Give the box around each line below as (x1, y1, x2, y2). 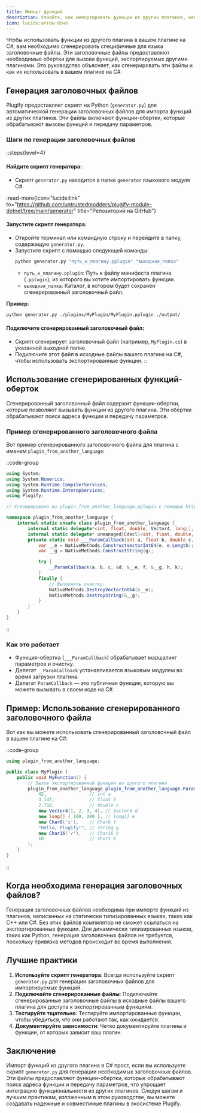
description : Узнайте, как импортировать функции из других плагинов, (6, 14, 186, 20)
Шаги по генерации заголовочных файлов (6, 136, 136, 144)
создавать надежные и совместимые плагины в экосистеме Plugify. (6, 1100, 181, 1107)
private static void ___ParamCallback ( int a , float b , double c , (28, 537, 194, 543)
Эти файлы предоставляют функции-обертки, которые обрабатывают (6, 1075, 185, 1082)
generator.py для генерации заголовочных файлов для (14, 977, 155, 985)
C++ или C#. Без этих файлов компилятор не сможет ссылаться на (6, 919, 179, 926)
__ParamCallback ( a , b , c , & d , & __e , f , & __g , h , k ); (48, 564, 184, 570)
